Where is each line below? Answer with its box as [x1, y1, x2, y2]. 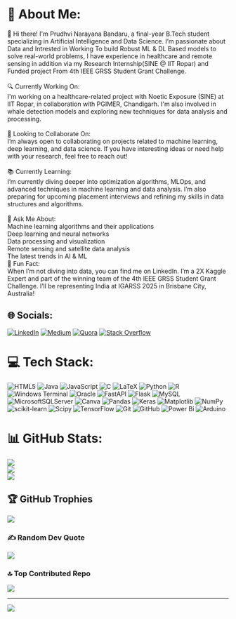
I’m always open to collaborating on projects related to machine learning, [7, 137, 218, 145]
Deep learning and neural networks [7, 229, 110, 238]
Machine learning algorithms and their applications [7, 222, 155, 230]
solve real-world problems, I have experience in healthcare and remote [7, 52, 213, 60]
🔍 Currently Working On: [7, 82, 80, 91]
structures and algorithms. [7, 199, 84, 208]
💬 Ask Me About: [7, 214, 56, 223]
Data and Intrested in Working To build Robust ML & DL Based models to [7, 44, 216, 53]
